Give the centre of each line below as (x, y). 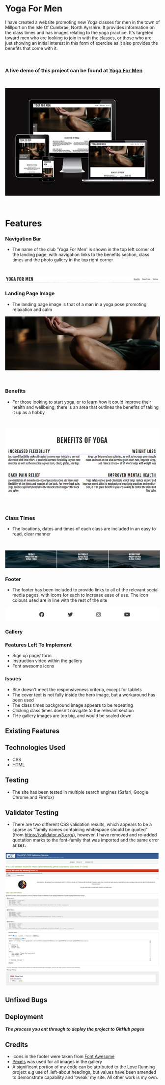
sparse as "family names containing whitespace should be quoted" (80, 830)
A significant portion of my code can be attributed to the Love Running (83, 1067)
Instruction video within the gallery (47, 661)
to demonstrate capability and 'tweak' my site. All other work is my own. (85, 1077)
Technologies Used (35, 748)
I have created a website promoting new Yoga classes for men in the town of (82, 22)
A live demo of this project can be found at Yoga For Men (74, 70)
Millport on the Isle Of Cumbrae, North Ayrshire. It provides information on (80, 27)
